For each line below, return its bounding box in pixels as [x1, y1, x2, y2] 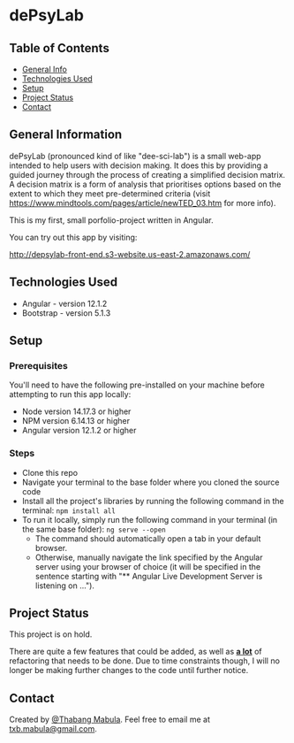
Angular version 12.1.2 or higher [21, 425, 137, 436]
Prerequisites [9, 359, 68, 371]
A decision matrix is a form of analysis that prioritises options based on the [9, 179, 282, 189]
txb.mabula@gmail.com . [9, 724, 97, 734]
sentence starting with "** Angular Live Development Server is [34, 571, 263, 581]
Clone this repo [21, 467, 78, 478]
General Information [9, 127, 123, 142]
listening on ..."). [34, 580, 95, 591]
